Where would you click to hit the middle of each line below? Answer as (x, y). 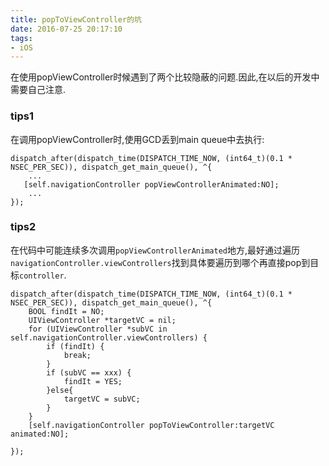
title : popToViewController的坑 (76, 19)
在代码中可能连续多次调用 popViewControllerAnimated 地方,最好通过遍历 (155, 250)
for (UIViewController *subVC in (98, 329)
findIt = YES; (93, 381)
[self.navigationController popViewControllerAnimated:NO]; (151, 184)
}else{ (60, 390)
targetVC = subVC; (102, 399)
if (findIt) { (75, 346)
